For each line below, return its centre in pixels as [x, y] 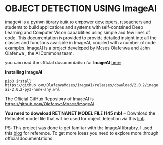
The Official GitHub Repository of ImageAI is [50, 99]
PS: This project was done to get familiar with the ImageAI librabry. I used [79, 128]
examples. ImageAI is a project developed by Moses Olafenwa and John [78, 48]
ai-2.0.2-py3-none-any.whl [32, 89]
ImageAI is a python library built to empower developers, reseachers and [78, 22]
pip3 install [18, 81]
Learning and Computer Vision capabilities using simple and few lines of [78, 32]
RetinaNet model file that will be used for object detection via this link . [75, 118]
